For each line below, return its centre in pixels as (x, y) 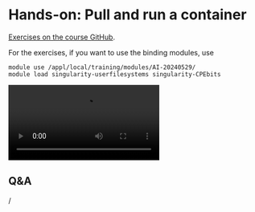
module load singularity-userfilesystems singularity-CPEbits (115, 74)
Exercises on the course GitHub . (62, 37)
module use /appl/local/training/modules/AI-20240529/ (102, 67)
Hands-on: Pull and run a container (127, 15)
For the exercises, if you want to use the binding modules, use (111, 52)
